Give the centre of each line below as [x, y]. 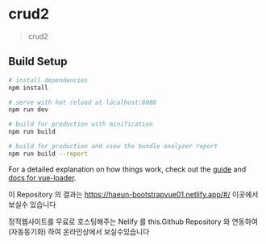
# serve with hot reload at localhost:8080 [83, 102]
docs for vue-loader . [42, 177]
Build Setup [38, 62]
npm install [28, 88]
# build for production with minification [81, 124]
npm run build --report [48, 154]
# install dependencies [48, 80]
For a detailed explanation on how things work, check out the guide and [127, 169]
